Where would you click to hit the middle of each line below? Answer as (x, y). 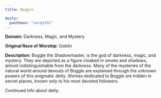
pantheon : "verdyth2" (31, 23)
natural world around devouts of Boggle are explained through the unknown (81, 71)
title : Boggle (19, 9)
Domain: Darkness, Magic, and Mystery (45, 36)
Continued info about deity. (32, 91)
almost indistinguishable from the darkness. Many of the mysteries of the (78, 65)
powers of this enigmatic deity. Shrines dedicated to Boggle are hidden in (78, 76)
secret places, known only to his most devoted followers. (62, 81)
